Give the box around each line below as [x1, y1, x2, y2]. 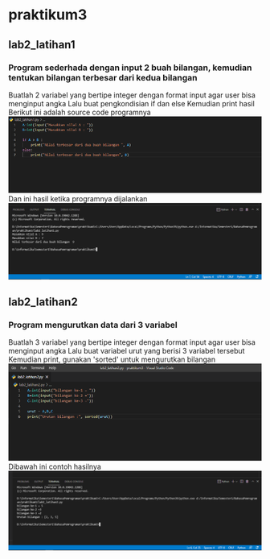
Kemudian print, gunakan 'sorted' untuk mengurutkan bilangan [8, 354, 215, 364]
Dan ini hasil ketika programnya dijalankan [8, 193, 148, 203]
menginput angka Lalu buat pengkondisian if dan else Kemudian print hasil [8, 98, 255, 108]
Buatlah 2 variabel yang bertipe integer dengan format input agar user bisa [8, 90, 256, 100]
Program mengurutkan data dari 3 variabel [8, 319, 178, 330]
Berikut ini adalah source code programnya [8, 107, 151, 117]
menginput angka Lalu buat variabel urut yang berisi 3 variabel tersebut [8, 346, 245, 356]
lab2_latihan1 [8, 38, 76, 52]
